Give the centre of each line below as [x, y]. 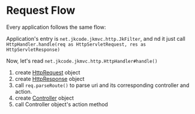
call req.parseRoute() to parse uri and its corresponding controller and [102, 85]
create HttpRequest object [47, 72]
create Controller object [44, 98]
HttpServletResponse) [33, 49]
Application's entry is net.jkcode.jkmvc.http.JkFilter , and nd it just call [96, 38]
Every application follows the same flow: [56, 27]
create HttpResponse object [50, 79]
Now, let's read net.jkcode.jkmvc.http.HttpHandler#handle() [82, 61]
